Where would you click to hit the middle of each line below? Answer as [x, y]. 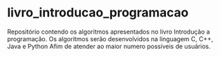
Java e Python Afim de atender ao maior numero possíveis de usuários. [109, 46]
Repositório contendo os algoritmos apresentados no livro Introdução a [109, 32]
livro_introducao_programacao [98, 13]
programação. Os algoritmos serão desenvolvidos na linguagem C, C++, [110, 38]
